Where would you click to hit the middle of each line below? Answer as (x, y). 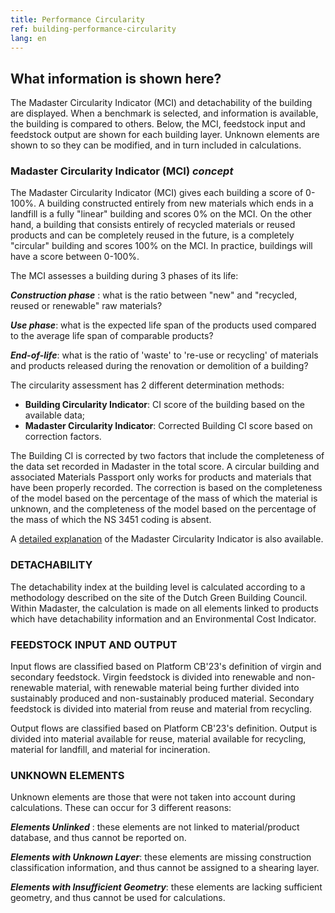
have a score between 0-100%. (75, 257)
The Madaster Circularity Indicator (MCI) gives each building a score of (157, 193)
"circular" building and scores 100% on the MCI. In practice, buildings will (161, 246)
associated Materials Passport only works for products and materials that (161, 477)
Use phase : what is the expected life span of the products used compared (163, 325)
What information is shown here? (116, 78)
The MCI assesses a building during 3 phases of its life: (124, 276)
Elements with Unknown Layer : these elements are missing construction (161, 857)
